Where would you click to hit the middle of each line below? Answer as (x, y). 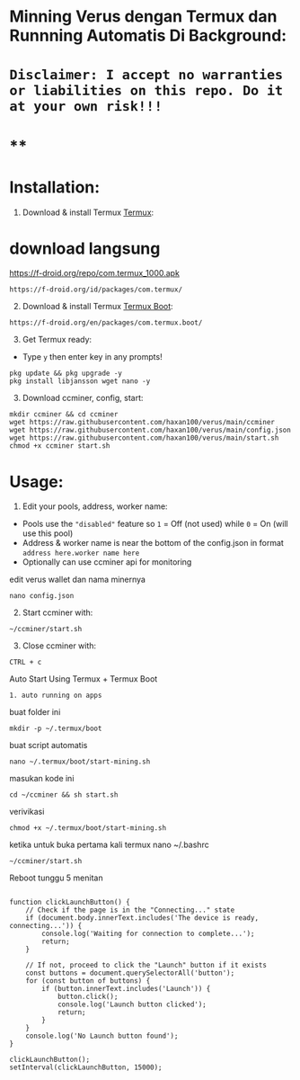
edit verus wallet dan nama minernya (78, 580)
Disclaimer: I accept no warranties (146, 75)
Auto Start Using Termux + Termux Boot (84, 679)
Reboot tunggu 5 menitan (56, 878)
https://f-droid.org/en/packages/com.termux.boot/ (106, 323)
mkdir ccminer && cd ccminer (64, 415)
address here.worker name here (81, 553)
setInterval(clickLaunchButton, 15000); (86, 1067)
